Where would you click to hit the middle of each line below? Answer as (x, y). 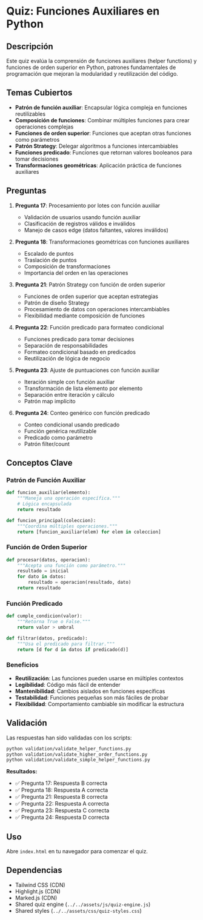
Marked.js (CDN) (36, 898)
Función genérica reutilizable (60, 431)
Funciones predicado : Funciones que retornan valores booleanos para (104, 152)
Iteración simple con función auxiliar (69, 382)
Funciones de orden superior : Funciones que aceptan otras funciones (103, 133)
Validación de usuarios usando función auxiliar (82, 217)
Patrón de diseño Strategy (57, 303)
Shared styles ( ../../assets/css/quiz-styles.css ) (78, 910)
